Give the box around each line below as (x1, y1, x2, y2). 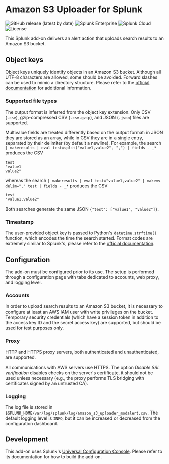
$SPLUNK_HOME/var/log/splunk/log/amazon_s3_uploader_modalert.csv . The (5, 410, 158, 416)
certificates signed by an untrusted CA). (5, 380, 88, 386)
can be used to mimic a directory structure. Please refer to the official (5, 79, 150, 85)
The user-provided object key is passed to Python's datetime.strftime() (5, 230, 157, 236)
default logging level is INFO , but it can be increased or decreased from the (5, 415, 160, 421)
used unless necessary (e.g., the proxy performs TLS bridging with (5, 375, 145, 381)
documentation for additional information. (5, 85, 92, 91)
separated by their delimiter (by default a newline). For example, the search (5, 140, 161, 146)
